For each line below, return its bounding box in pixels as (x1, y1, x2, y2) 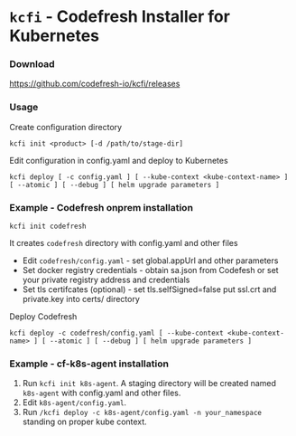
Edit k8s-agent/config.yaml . (22, 397, 127, 408)
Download (9, 58, 56, 71)
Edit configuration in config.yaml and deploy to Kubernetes (9, 155, 228, 166)
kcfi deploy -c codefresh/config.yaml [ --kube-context (9, 328, 224, 338)
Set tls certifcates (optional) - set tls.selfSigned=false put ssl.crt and (22, 284, 277, 295)
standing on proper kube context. (22, 416, 147, 427)
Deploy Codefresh (9, 311, 78, 322)
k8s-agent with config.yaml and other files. (22, 387, 181, 399)
